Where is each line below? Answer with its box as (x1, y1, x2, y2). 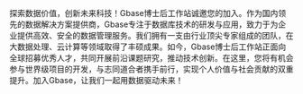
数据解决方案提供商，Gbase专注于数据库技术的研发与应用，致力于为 (24, 19, 279, 30)
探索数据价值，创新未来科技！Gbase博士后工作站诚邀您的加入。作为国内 (9, 8, 279, 18)
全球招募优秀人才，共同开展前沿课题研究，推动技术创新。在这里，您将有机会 (9, 53, 294, 63)
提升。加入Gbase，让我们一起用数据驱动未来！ (9, 75, 184, 85)
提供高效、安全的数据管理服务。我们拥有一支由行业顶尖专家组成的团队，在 (16, 30, 294, 40)
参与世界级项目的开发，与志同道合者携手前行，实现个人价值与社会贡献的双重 (9, 64, 294, 74)
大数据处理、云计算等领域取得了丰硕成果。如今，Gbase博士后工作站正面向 (9, 41, 287, 52)
